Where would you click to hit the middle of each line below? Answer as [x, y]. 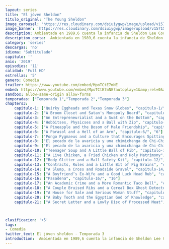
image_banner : [20, 29]
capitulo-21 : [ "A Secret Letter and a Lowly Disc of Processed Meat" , [90, 202]
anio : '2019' [19, 61]
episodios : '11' [22, 66]
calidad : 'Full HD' [26, 71]
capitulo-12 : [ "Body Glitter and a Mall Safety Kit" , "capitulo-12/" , [90, 160]
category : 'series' [26, 43]
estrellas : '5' [21, 76]
